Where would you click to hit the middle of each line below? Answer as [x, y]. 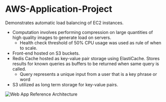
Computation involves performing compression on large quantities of [83, 32]
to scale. [28, 48]
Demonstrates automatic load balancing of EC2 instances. [64, 23]
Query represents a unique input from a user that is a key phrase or [88, 74]
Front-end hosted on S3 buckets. [46, 53]
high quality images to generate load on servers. [62, 37]
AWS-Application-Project [59, 9]
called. [19, 69]
